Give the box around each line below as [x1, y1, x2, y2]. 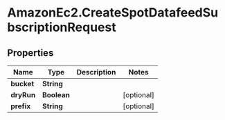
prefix [10, 101, 31, 111]
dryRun [10, 90, 36, 99]
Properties [7, 47, 54, 59]
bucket [10, 79, 35, 88]
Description [76, 68, 116, 77]
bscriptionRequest [7, 19, 116, 35]
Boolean [42, 90, 71, 99]
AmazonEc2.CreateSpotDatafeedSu [7, 5, 219, 21]
